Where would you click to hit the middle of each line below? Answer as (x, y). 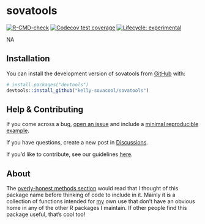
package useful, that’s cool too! (46, 214)
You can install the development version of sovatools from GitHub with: (96, 73)
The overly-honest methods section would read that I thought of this (92, 189)
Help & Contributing (45, 109)
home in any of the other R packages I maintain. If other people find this (97, 208)
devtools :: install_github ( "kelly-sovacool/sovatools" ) (78, 90)
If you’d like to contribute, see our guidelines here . (69, 154)
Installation (28, 59)
